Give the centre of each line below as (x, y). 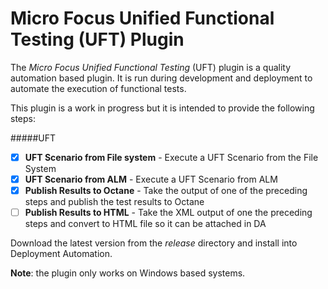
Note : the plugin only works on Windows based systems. (128, 273)
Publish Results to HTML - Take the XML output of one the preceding (168, 213)
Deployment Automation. (61, 254)
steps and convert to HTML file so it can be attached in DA (145, 224)
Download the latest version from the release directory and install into (154, 243)
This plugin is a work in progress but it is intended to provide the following (162, 108)
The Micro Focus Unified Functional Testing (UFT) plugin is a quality (151, 67)
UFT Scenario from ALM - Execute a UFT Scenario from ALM (151, 179)
